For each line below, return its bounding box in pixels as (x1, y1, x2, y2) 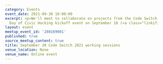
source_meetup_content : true (5, 38, 64, 43)
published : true (5, 34, 38, 39)
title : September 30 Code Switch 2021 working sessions (5, 43, 120, 48)
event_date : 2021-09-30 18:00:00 (5, 12, 73, 16)
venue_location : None (5, 47, 49, 52)
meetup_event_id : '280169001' (5, 29, 66, 34)
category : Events (5, 7, 40, 12)
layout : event (5, 25, 34, 30)
